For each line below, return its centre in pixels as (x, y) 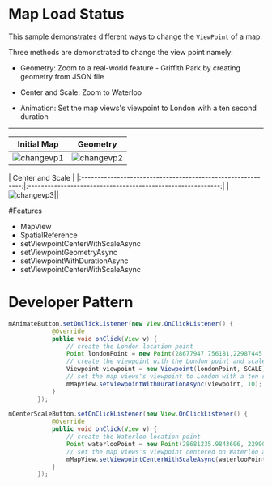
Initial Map (38, 144)
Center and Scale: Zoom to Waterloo (81, 92)
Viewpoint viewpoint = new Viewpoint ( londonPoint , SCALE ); (168, 369)
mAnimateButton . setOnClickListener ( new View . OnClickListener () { (121, 324)
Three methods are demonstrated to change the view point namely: (121, 52)
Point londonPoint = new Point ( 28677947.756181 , (149, 354)
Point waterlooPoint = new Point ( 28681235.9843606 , (155, 444)
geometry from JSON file (62, 76)
